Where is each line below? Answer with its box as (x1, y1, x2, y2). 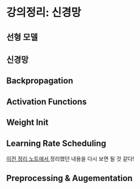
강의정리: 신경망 (6, 6, 82, 20)
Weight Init (6, 117, 49, 128)
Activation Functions (6, 96, 87, 107)
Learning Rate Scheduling (6, 138, 107, 149)
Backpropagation (6, 76, 74, 86)
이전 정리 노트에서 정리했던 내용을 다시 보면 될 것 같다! (6, 155, 135, 162)
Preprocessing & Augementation (6, 173, 133, 183)
